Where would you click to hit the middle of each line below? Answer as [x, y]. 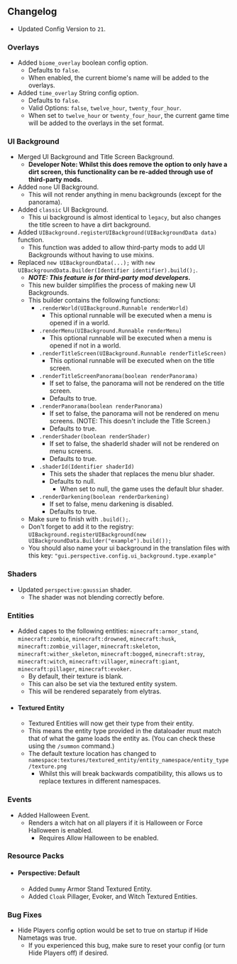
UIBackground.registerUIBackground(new [87, 535]
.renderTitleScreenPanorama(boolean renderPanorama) [118, 377]
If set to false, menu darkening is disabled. [111, 504]
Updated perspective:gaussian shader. [75, 590]
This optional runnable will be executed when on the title [132, 361]
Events [20, 800]
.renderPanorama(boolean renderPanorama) [101, 407]
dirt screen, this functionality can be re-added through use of [121, 172]
